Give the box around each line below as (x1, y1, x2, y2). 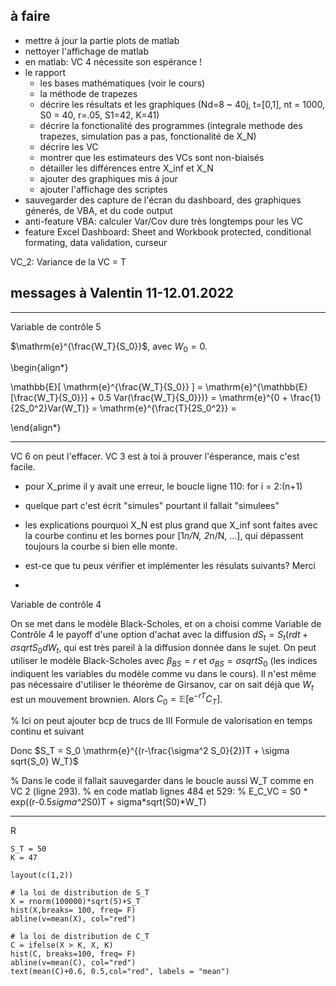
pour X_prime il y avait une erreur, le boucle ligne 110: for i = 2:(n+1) (24, 480, 303, 493)
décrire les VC (39, 140, 99, 153)
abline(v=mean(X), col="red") (10, 914, 137, 924)
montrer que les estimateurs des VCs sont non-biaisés (39, 151, 265, 163)
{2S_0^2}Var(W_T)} (10, 402, 90, 414)
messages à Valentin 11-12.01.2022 (10, 285, 235, 302)
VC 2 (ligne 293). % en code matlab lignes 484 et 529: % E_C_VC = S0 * (10, 785, 308, 798)
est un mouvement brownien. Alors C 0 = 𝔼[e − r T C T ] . (10, 691, 223, 708)
